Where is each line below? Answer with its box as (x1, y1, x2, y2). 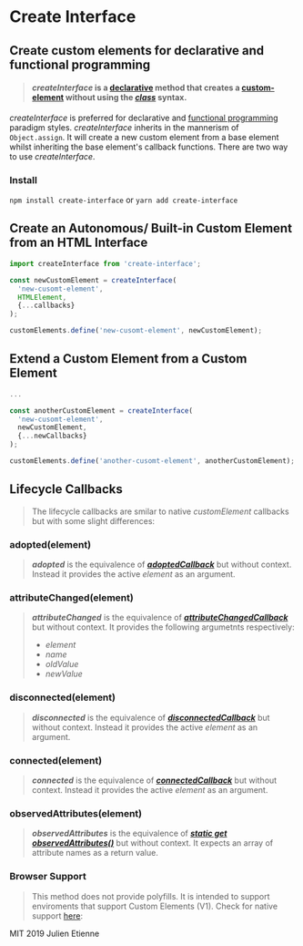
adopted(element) (9, 538, 92, 550)
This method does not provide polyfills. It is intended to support (31, 890, 270, 901)
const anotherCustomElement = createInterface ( (9, 406, 194, 416)
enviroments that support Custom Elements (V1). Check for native (31, 900, 278, 911)
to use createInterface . (9, 150, 96, 161)
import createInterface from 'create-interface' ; (9, 259, 202, 268)
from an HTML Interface (9, 235, 148, 251)
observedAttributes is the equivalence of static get (31, 828, 227, 839)
